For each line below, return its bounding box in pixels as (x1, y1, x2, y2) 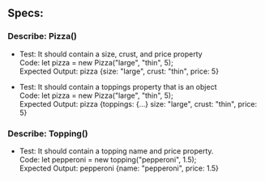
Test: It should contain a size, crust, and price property (19, 48, 203, 59)
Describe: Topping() (7, 128, 88, 139)
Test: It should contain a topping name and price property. (19, 145, 214, 156)
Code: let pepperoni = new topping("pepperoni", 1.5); (19, 154, 197, 164)
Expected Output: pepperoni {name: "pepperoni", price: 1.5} (19, 163, 220, 173)
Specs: (7, 6, 44, 20)
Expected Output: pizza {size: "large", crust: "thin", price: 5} (19, 66, 220, 76)
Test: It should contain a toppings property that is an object (19, 82, 217, 91)
